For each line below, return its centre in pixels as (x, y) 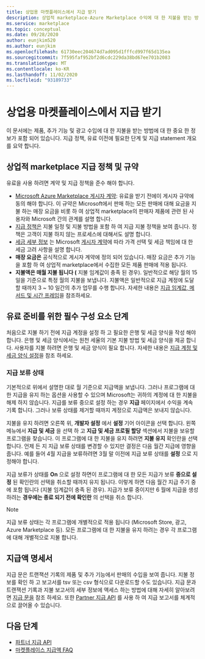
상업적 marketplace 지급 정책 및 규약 (73, 167)
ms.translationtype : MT (37, 63)
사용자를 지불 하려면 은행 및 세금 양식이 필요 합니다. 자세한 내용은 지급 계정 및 (106, 348)
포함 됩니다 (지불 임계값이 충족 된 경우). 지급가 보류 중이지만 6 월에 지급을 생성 (106, 490)
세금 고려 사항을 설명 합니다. (49, 249)
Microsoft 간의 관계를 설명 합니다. (72, 218)
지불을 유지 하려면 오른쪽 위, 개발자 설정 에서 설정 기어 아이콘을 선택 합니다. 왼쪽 (101, 423)
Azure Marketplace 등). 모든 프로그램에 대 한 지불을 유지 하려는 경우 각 (91, 529)
